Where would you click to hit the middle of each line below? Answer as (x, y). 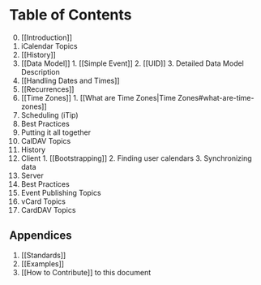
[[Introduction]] (46, 37)
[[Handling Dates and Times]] (70, 80)
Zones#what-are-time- (216, 97)
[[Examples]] (42, 263)
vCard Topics (43, 201)
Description (40, 71)
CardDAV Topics (48, 209)
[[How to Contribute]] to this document (86, 272)
